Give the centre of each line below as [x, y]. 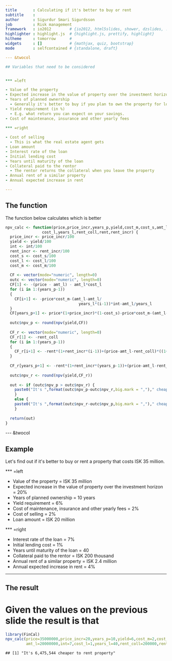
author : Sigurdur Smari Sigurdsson [50, 20]
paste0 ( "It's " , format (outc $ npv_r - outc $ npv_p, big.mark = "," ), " [84, 404]
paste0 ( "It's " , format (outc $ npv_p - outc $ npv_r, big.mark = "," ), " [84, 390]
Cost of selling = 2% [34, 514]
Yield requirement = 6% [38, 503]
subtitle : [20, 15]
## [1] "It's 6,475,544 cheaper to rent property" [60, 653]
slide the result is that [52, 621]
